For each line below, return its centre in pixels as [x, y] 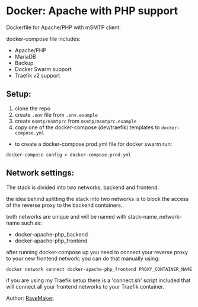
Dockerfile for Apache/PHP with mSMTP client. [64, 27]
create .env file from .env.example [56, 114]
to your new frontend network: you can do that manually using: [83, 258]
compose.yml [29, 133]
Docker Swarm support [43, 69]
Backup [24, 63]
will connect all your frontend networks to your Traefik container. [85, 286]
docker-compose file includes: [44, 39]
